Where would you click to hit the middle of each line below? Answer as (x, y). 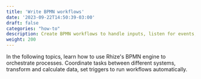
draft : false (22, 23)
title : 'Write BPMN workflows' (45, 12)
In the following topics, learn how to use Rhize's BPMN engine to (86, 57)
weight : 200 (21, 39)
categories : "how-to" (33, 28)
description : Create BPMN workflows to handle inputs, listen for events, (102, 34)
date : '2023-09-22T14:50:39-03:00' (51, 17)
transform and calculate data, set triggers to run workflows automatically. (97, 69)
